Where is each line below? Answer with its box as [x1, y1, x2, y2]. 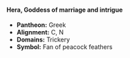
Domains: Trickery [16, 35, 71, 44]
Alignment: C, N [16, 28, 64, 37]
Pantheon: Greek [16, 21, 66, 29]
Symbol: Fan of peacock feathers [16, 43, 113, 51]
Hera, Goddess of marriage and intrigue [6, 6, 123, 14]
